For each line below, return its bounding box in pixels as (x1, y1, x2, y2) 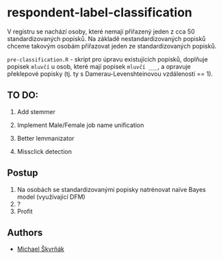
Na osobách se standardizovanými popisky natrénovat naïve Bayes (16, 185, 207, 193)
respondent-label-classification (7, 5, 193, 21)
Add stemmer (16, 107, 56, 115)
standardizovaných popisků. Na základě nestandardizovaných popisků (7, 34, 207, 42)
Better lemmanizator (16, 134, 75, 142)
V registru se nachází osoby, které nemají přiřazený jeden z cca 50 (7, 27, 195, 36)
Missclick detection (16, 147, 72, 155)
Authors (7, 227, 43, 238)
